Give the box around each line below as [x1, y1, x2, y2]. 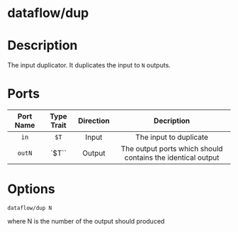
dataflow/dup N [7, 204, 52, 211]
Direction [77, 116, 110, 126]
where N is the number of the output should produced [7, 217, 165, 225]
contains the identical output [124, 153, 220, 162]
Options [7, 181, 55, 197]
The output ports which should [120, 144, 223, 154]
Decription [153, 116, 191, 126]
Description [7, 38, 78, 54]
